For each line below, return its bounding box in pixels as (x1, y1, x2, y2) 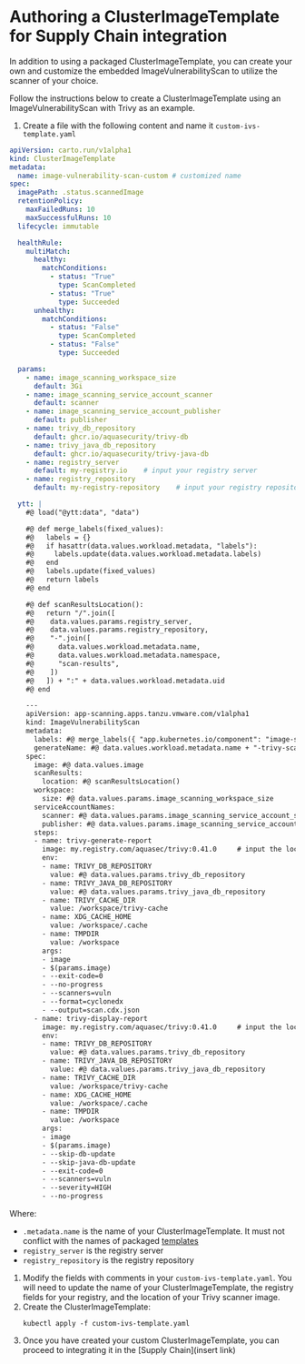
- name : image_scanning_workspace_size (25, 373, 177, 382)
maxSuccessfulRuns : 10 (25, 213, 112, 222)
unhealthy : (33, 306, 75, 315)
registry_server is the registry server (22, 1245, 164, 1257)
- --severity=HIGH (42, 1183, 112, 1193)
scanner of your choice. (9, 75, 99, 86)
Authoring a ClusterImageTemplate (9, 6, 280, 27)
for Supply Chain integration (9, 25, 228, 46)
